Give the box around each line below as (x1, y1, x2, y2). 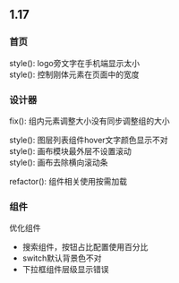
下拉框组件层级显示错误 (21, 264, 109, 275)
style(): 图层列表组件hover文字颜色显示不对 (9, 134, 168, 145)
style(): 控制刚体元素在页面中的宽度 (9, 69, 140, 80)
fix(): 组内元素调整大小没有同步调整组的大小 (9, 116, 170, 126)
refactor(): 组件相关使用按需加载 (9, 176, 128, 186)
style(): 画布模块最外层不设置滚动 (9, 145, 132, 156)
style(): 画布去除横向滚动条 (9, 157, 108, 167)
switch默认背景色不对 (21, 253, 102, 263)
